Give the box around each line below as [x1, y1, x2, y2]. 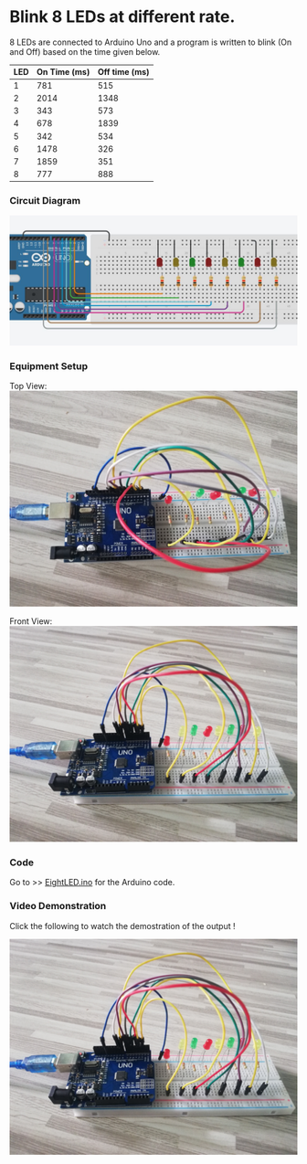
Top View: [9, 380, 48, 391]
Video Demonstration [9, 900, 107, 913]
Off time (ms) [97, 67, 150, 78]
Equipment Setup [9, 359, 89, 372]
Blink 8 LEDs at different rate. [9, 6, 236, 27]
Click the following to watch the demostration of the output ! [9, 920, 236, 931]
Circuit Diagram [9, 194, 80, 206]
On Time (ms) [36, 67, 90, 78]
